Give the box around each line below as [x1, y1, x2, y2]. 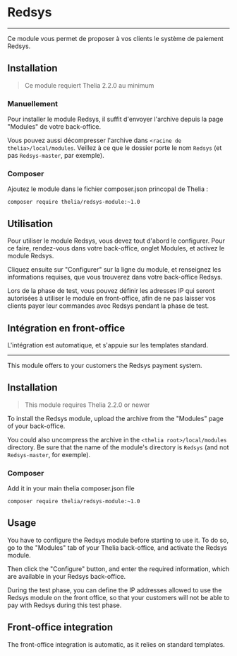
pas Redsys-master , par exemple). [7, 151, 104, 160]
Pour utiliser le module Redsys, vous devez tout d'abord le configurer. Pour [7, 236, 226, 245]
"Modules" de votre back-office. [7, 122, 102, 131]
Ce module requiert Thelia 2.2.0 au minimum [24, 81, 154, 89]
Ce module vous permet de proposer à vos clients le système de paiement [7, 34, 224, 42]
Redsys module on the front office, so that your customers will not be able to [7, 593, 230, 602]
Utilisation [7, 217, 54, 230]
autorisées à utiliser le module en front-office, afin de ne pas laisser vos [7, 294, 217, 303]
